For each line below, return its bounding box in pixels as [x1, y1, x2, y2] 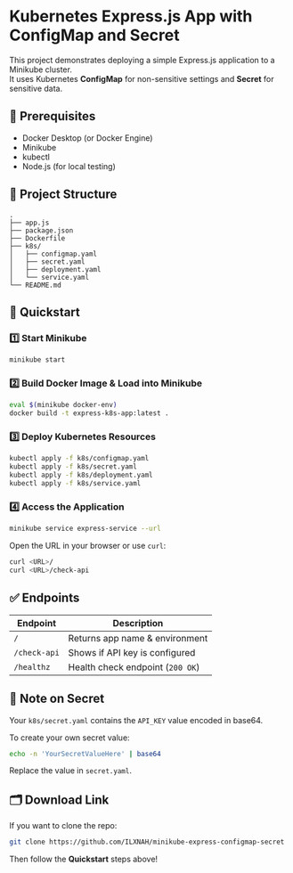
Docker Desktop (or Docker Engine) [21, 132, 153, 143]
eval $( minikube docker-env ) [9, 401, 118, 410]
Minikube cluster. [9, 64, 73, 75]
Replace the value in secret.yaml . [9, 765, 132, 776]
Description [112, 616, 164, 629]
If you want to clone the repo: [9, 820, 118, 831]
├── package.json [9, 225, 74, 235]
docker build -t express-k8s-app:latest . [9, 409, 169, 418]
